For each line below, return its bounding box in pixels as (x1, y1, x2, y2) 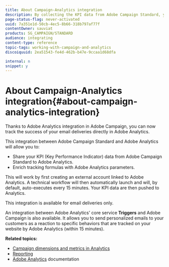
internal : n (5, 59, 30, 64)
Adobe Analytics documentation (12, 256, 79, 262)
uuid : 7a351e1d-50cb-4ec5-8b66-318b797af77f (5, 21, 100, 27)
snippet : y (5, 64, 28, 69)
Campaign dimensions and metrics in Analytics (12, 245, 110, 251)
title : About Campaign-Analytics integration (5, 7, 102, 13)
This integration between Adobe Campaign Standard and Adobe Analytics (5, 138, 158, 144)
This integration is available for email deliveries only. (5, 200, 114, 206)
